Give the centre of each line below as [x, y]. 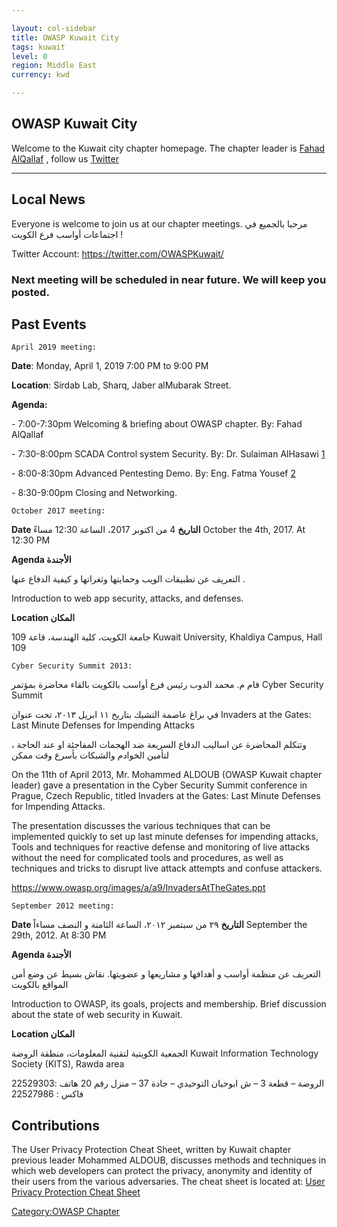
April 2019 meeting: [54, 347]
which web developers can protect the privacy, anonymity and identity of [162, 1171]
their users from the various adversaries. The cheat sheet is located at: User [168, 1182]
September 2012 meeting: [63, 906]
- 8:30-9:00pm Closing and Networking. [94, 493]
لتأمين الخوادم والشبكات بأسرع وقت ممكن [90, 755]
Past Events [49, 324]
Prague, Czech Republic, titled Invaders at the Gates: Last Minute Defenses [166, 796]
